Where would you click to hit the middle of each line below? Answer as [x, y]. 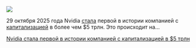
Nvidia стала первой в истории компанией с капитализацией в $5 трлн [98, 39]
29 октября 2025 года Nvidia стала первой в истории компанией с [93, 21]
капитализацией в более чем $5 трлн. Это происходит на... [83, 27]
